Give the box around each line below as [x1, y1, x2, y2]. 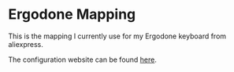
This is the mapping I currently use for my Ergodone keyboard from [8, 31, 227, 41]
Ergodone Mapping [8, 5, 136, 23]
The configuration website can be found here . [8, 55, 158, 64]
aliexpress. [8, 39, 43, 49]
